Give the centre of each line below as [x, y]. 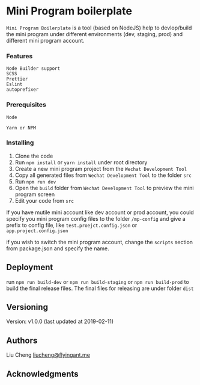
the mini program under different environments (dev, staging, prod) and [95, 34]
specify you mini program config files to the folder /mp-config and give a [96, 218]
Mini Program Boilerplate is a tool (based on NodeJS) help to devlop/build [99, 28]
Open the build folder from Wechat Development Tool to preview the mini [104, 188]
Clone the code [34, 156]
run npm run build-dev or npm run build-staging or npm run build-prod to [98, 282]
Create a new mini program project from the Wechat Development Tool [101, 168]
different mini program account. [46, 40]
